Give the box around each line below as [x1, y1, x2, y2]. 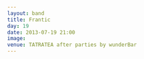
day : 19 [7, 22, 30, 29]
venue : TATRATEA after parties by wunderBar [7, 41, 137, 48]
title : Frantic [7, 16, 51, 23]
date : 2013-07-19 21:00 [7, 28, 76, 36]
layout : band [7, 9, 45, 17]
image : [7, 35, 26, 42]
